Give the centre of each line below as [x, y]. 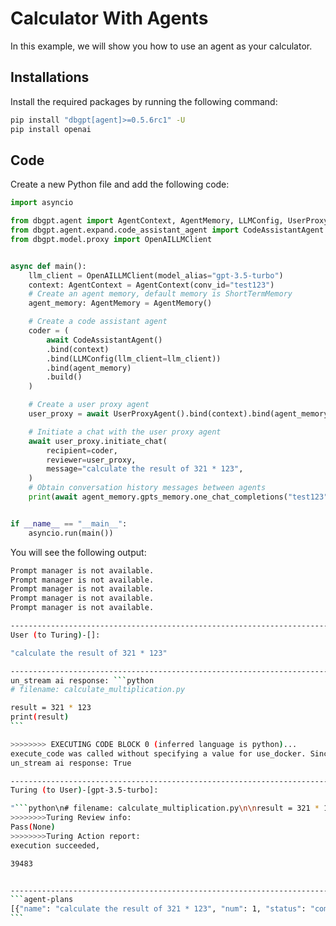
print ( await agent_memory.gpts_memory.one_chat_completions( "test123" [178, 497]
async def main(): [48, 266]
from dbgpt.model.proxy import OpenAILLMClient [111, 239]
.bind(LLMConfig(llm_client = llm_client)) [134, 358]
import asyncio [42, 203]
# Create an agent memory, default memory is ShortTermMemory [160, 294]
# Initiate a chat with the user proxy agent [125, 432]
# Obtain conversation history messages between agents [147, 488]
